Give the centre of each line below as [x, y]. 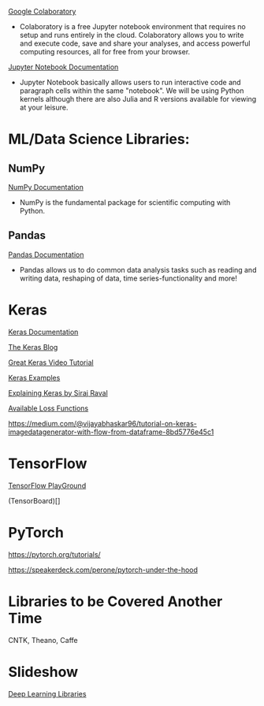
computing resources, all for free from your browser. [105, 52]
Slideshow [43, 672]
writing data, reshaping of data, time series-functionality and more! [128, 278]
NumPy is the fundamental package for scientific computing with [125, 203]
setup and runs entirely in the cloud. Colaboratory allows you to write [132, 35]
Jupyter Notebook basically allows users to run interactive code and [130, 82]
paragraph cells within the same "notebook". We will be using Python [132, 91]
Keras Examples [34, 377]
